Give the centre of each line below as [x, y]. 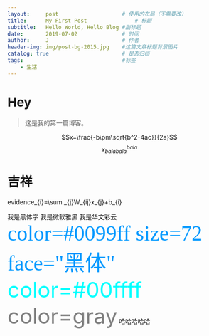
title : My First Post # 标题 [80, 21]
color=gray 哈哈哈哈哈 [79, 316]
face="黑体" [61, 263]
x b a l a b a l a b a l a [119, 149]
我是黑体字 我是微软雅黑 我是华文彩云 [62, 217]
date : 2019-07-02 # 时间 [73, 34]
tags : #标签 [72, 61]
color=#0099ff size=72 [105, 233]
